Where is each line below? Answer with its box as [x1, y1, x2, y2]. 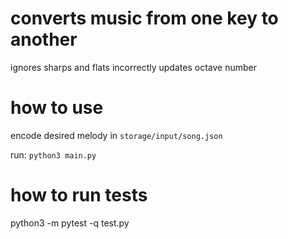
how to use [10, 97, 104, 119]
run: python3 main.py [10, 148, 97, 161]
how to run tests [10, 184, 148, 207]
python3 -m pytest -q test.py [10, 217, 130, 229]
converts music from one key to [10, 7, 279, 30]
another [10, 28, 78, 51]
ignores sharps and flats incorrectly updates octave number [10, 61, 257, 73]
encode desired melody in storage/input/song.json [10, 129, 223, 141]
